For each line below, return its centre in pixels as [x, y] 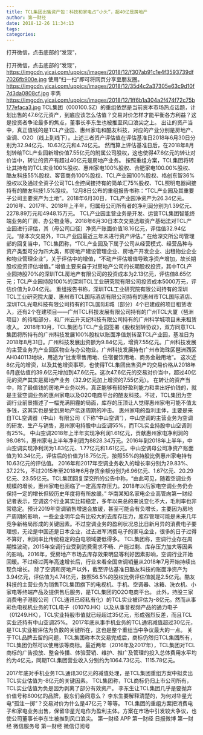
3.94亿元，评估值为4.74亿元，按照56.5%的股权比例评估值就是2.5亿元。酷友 [101, 577]
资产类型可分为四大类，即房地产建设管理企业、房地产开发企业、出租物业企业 [101, 251]
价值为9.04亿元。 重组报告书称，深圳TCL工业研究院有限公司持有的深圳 [100, 289]
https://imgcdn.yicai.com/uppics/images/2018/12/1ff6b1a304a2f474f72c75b [101, 100]
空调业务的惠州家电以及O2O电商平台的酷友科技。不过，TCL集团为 [104, 395]
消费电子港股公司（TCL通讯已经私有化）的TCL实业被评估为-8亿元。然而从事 [101, 600]
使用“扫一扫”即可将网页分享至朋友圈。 [95, 79]
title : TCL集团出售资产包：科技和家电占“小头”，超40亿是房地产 [77, 12]
